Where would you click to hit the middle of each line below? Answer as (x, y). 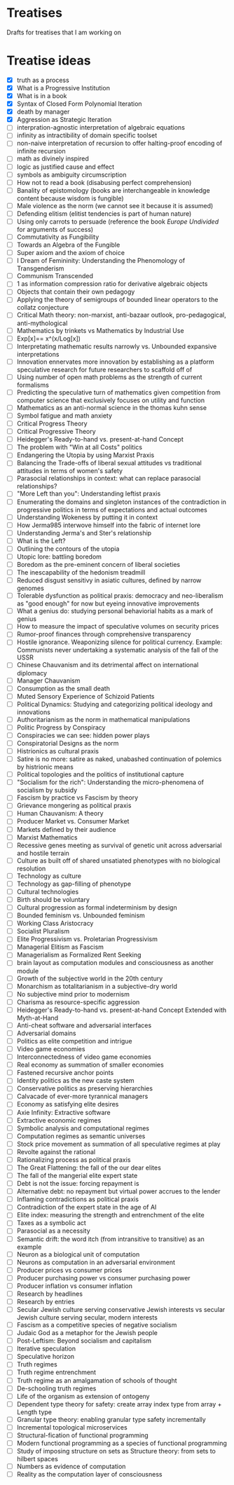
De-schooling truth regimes (56, 1388)
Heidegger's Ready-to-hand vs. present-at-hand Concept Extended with (122, 1010)
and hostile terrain (43, 853)
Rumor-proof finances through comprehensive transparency (104, 634)
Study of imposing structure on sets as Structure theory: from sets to (116, 1451)
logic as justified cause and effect (66, 167)
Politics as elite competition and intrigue (74, 1041)
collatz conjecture (43, 308)
